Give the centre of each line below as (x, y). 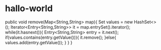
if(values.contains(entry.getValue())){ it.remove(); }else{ (61, 37)
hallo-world (29, 8)
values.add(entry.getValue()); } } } (39, 42)
